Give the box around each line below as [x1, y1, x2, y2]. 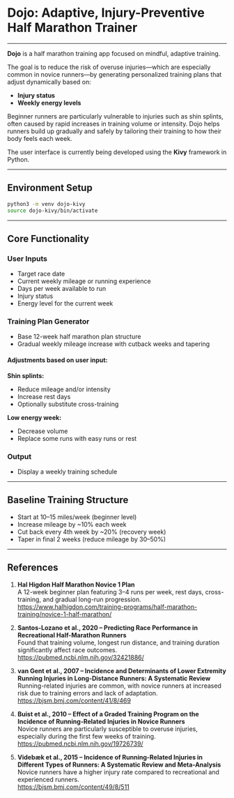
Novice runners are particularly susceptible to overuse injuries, [17, 724, 198, 733]
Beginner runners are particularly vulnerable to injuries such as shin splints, [7, 112, 224, 120]
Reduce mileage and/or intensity [17, 385, 111, 393]
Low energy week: [7, 413, 62, 421]
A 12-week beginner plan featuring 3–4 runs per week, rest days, [17, 587, 204, 596]
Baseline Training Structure [7, 494, 129, 506]
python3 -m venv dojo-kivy [7, 200, 86, 207]
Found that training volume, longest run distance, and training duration [17, 638, 220, 647]
